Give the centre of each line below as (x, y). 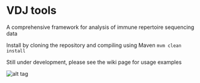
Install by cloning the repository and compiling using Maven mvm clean (94, 45)
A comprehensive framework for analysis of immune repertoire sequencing (100, 27)
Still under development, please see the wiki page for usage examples (94, 62)
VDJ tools (31, 11)
